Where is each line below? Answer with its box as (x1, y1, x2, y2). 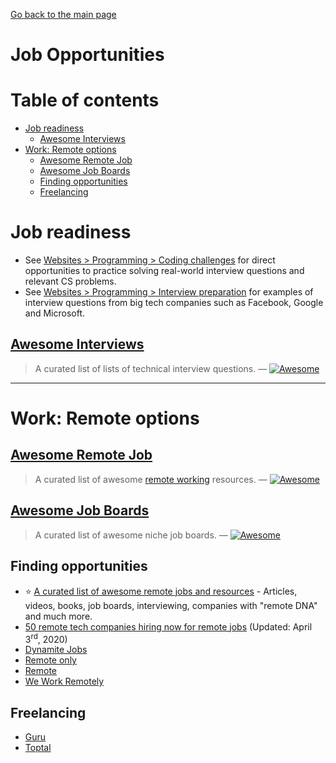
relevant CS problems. (24, 275, 117, 288)
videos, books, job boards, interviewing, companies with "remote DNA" (24, 599, 318, 611)
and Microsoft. (24, 307, 86, 319)
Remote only (24, 654, 77, 666)
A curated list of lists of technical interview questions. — (34, 362, 268, 374)
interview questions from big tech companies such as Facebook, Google (24, 297, 324, 309)
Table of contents (10, 89, 160, 112)
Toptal (24, 741, 52, 753)
